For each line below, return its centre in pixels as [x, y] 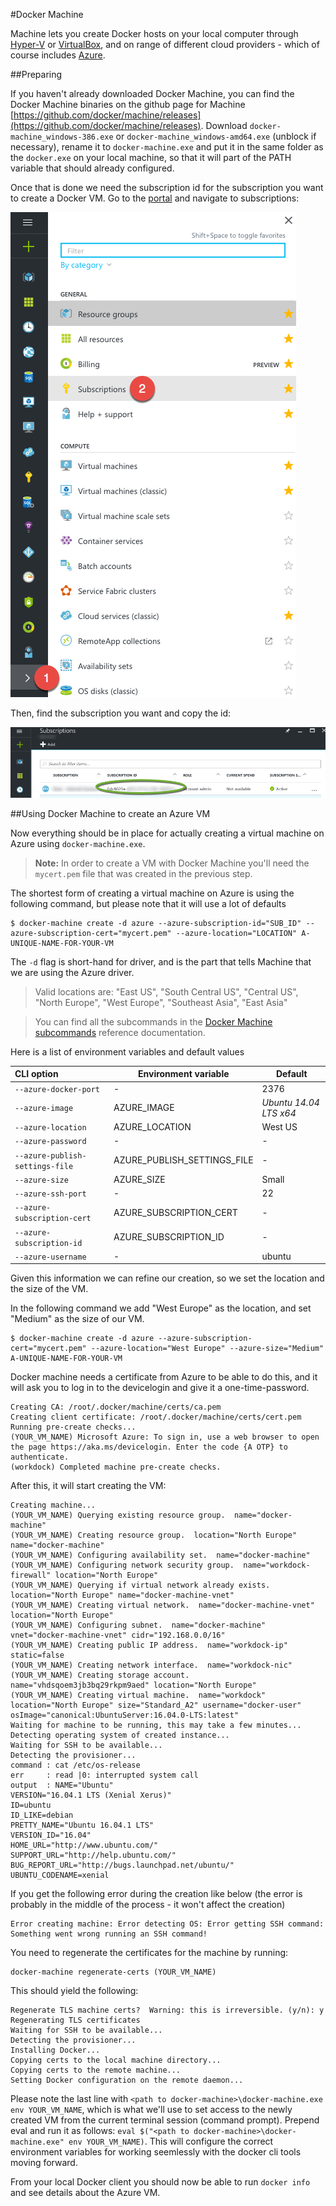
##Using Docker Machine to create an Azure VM [110, 813]
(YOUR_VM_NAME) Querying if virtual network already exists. [140, 1585]
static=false [37, 1655]
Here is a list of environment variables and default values [127, 1051]
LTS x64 [279, 1113]
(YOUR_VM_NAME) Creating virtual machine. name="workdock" [138, 1695]
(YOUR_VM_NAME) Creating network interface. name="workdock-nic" [151, 1665]
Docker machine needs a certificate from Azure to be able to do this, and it [164, 1377]
